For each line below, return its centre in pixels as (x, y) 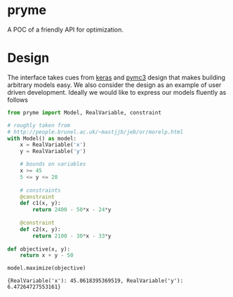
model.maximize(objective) (47, 268)
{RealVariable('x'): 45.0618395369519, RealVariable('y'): (95, 281)
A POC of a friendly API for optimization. (66, 29)
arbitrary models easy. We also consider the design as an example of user (114, 85)
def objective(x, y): (39, 249)
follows (18, 100)
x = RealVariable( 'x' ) (53, 145)
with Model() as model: (42, 138)
